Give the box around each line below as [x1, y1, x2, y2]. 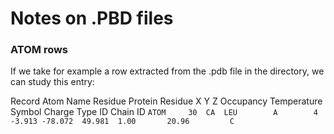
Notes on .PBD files [10, 7, 174, 30]
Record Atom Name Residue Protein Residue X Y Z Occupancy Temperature [10, 95, 323, 107]
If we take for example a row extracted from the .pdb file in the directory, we [10, 65, 325, 77]
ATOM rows [10, 43, 69, 57]
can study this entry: [10, 76, 95, 88]
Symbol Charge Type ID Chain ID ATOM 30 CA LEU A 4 [10, 106, 318, 118]
